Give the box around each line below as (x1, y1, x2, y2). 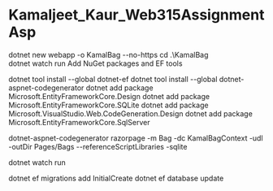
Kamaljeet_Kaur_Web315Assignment (8, 6, 265, 24)
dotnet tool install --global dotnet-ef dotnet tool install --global (8, 74, 218, 84)
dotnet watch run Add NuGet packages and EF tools (8, 59, 183, 68)
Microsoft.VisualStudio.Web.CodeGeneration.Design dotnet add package (8, 108, 253, 119)
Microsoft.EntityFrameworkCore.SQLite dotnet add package (8, 100, 209, 110)
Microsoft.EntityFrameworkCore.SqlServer (8, 117, 150, 127)
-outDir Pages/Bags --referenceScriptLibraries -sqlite (8, 141, 188, 151)
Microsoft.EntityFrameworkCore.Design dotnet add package (8, 91, 210, 101)
